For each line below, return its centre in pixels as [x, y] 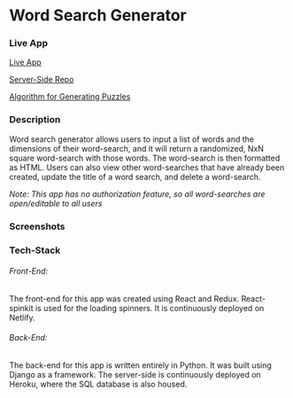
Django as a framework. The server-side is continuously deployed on [135, 375]
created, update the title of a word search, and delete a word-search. [135, 176]
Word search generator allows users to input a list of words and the [132, 139]
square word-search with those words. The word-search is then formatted [145, 158]
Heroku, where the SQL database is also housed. [98, 384]
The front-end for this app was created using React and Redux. [124, 299]
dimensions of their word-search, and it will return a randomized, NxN [136, 148]
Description [35, 120]
